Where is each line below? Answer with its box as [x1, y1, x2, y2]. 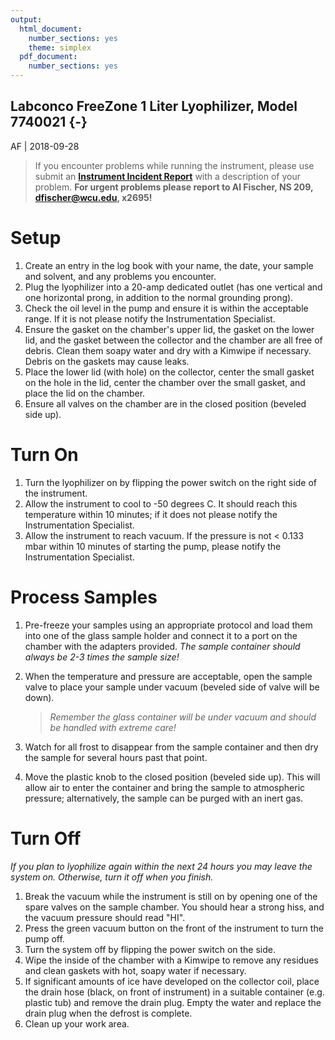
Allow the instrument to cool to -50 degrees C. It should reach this [24, 497, 298, 510]
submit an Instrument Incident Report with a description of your [34, 170, 301, 182]
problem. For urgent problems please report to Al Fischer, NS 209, [34, 181, 314, 193]
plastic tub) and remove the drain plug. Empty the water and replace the [24, 996, 322, 1008]
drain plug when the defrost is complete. [24, 1007, 193, 1019]
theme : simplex [28, 42, 92, 53]
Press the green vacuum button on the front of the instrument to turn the [24, 922, 324, 934]
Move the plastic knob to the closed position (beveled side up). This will [24, 771, 321, 783]
